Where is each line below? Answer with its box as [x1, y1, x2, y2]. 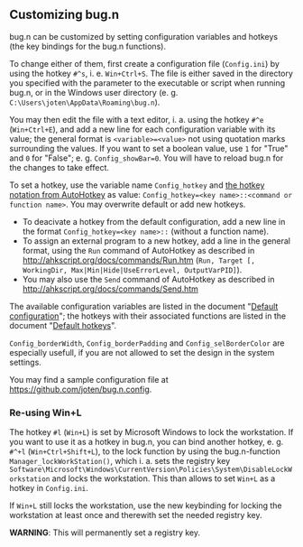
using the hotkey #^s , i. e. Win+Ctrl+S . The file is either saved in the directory [9, 68, 293, 79]
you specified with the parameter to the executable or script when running [9, 77, 286, 88]
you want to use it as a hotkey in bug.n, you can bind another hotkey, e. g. [9, 437, 284, 448]
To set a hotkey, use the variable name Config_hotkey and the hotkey [9, 180, 265, 190]
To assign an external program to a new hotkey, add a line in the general [22, 235, 291, 246]
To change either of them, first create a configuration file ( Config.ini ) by [9, 58, 280, 69]
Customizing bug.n [9, 7, 120, 23]
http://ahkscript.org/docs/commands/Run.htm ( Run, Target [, [22, 255, 255, 265]
